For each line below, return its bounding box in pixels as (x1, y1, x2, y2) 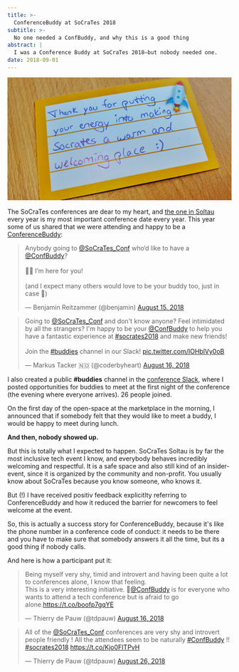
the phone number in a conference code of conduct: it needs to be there (7, 527, 220, 536)
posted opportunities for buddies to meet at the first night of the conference (7, 383, 230, 392)
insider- (206, 462, 230, 471)
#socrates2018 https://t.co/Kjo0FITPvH (24, 643, 140, 651)
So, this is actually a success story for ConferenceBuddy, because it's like (7, 520, 224, 528)
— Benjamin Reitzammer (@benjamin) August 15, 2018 (24, 303, 184, 312)
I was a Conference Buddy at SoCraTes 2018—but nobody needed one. (14, 49, 218, 56)
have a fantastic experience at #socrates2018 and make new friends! (24, 332, 228, 341)
